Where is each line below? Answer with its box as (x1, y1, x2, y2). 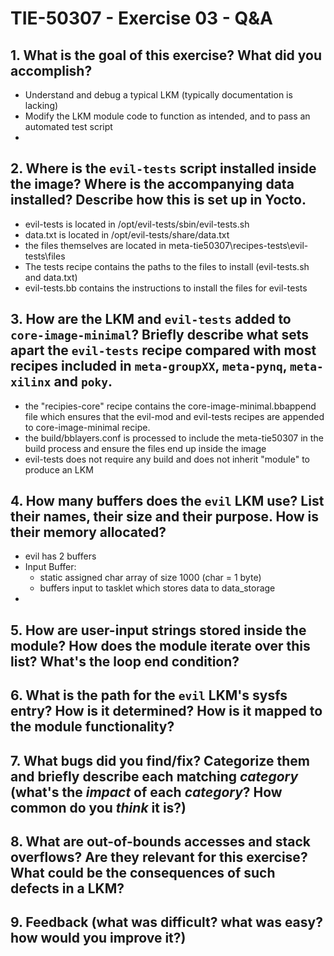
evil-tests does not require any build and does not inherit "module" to (24, 453, 311, 465)
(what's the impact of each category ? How (10, 783, 283, 801)
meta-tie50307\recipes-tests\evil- (168, 239, 309, 251)
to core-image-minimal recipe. (24, 421, 151, 433)
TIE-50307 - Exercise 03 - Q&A (10, 7, 273, 30)
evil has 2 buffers (24, 550, 97, 562)
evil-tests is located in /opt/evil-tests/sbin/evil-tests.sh (24, 218, 250, 230)
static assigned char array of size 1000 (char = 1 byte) (39, 572, 262, 584)
